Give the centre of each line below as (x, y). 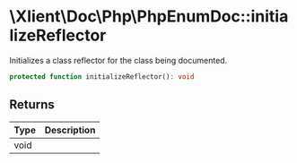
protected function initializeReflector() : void (102, 77)
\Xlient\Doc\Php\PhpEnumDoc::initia (149, 17)
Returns (32, 105)
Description (70, 130)
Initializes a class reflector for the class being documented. (118, 60)
